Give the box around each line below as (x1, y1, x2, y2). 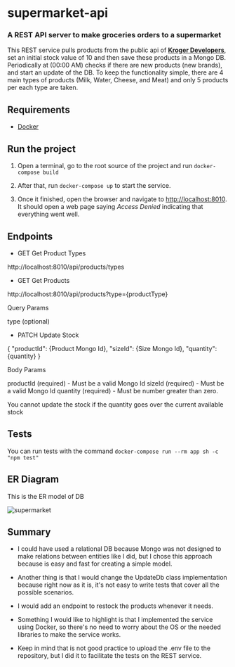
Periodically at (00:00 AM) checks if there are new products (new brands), (7, 61, 223, 70)
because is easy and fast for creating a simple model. (17, 559, 173, 568)
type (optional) (7, 317, 51, 325)
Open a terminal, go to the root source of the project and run (17, 162, 193, 170)
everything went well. (17, 210, 80, 219)
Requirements (7, 103, 70, 115)
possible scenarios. (17, 588, 74, 597)
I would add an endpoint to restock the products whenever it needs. (17, 602, 214, 610)
